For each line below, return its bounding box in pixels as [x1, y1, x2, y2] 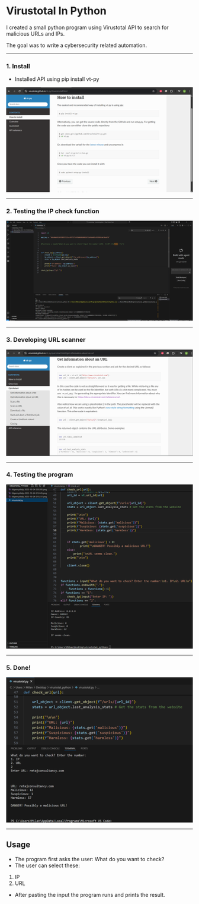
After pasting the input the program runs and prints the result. [14, 891, 165, 898]
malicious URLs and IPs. [6, 30, 65, 37]
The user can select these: [14, 862, 80, 869]
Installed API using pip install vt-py [14, 75, 99, 83]
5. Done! [6, 663, 31, 672]
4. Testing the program [6, 471, 73, 479]
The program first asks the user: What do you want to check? [14, 855, 165, 862]
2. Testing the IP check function [6, 207, 99, 215]
